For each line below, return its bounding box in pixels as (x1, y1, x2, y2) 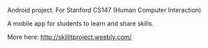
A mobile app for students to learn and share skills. (7, 19, 154, 27)
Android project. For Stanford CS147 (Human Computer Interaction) (7, 6, 202, 14)
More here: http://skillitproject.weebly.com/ (7, 33, 132, 41)
